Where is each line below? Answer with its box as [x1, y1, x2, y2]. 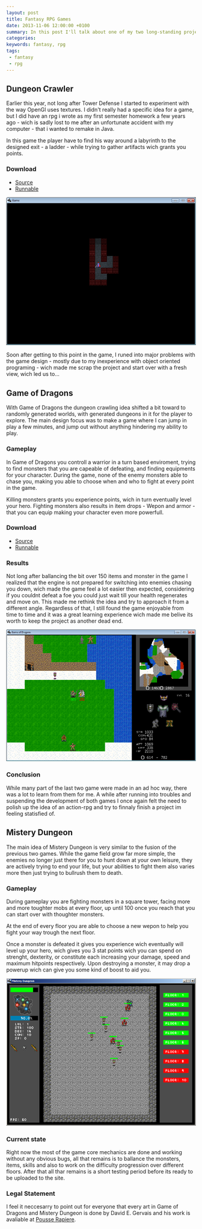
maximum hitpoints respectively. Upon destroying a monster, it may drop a [6, 959, 191, 967]
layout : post [6, 10, 39, 16]
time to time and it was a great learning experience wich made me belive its [6, 611, 194, 618]
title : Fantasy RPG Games [6, 16, 71, 22]
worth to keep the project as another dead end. [6, 617, 123, 624]
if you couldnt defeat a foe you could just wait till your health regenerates [6, 592, 188, 599]
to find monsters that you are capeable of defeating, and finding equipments [6, 465, 195, 472]
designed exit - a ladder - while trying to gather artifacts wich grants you [6, 144, 186, 151]
